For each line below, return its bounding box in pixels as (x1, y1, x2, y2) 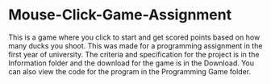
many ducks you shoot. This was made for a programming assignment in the (8, 40, 263, 50)
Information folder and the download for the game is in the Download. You (8, 58, 255, 68)
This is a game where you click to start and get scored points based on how (8, 32, 261, 42)
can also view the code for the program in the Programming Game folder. (8, 66, 252, 76)
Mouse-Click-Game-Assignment (8, 6, 232, 24)
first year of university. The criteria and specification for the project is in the (8, 49, 260, 59)
